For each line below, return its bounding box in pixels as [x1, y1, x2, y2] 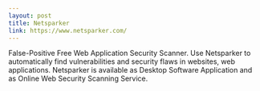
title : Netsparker [8, 19, 70, 27]
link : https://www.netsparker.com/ [8, 26, 128, 34]
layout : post [8, 11, 52, 20]
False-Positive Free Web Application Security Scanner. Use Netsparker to [8, 49, 251, 58]
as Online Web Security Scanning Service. [8, 73, 148, 84]
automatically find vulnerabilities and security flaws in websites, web [8, 57, 235, 66]
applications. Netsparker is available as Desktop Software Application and [8, 65, 253, 75]
